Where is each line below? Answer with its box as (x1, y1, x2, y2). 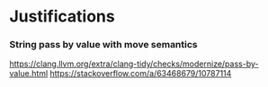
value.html (9, 68, 49, 79)
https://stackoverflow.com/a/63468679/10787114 (49, 68, 232, 79)
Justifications (9, 6, 115, 27)
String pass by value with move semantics (9, 39, 198, 51)
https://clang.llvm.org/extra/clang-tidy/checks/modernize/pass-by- (9, 58, 259, 69)
